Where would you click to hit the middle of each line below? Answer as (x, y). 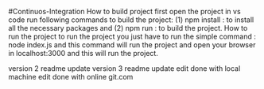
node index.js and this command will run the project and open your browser (132, 45)
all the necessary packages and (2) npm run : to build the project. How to (128, 28)
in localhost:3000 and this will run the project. (83, 53)
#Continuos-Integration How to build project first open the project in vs (124, 11)
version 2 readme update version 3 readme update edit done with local (124, 69)
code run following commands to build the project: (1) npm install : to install (131, 20)
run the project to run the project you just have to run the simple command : (132, 36)
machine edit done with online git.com (71, 77)
